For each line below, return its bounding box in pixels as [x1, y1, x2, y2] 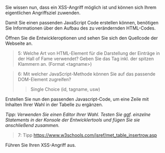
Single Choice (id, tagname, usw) [30, 86, 100, 92]
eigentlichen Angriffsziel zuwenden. [5, 10, 81, 16]
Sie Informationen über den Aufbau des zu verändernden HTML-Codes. [5, 25, 156, 31]
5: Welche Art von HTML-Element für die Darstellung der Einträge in [17, 50, 160, 56]
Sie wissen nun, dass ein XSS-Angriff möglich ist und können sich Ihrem [5, 5, 157, 10]
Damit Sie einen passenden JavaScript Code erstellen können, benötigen [5, 20, 159, 25]
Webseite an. [5, 40, 33, 46]
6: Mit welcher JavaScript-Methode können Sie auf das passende [17, 71, 156, 77]
